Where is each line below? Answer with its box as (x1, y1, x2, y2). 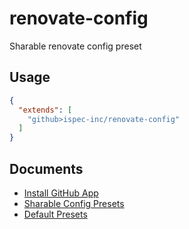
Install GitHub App (23, 187, 99, 199)
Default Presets (23, 208, 88, 220)
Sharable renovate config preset (9, 40, 142, 52)
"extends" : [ (18, 105, 73, 115)
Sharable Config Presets (23, 197, 125, 209)
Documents (9, 160, 84, 177)
